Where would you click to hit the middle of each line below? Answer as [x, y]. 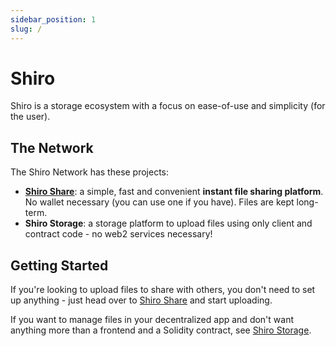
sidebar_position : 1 [53, 19]
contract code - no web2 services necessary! [118, 234]
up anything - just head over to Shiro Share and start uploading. [141, 300]
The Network [52, 147]
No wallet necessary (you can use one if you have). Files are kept [159, 202]
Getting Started [59, 265]
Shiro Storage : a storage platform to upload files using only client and [168, 223]
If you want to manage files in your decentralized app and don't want [152, 320]
